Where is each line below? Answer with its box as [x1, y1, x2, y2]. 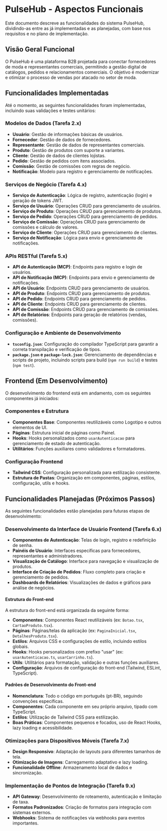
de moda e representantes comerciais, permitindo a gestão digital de [5, 63, 147, 69]
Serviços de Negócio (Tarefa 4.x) [5, 181, 87, 188]
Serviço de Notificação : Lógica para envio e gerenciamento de [12, 235, 143, 241]
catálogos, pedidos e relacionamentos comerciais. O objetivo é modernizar [5, 69, 160, 75]
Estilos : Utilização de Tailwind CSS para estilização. [12, 714, 120, 720]
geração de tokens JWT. [12, 197, 63, 203]
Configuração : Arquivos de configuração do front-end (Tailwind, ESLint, [12, 665, 162, 671]
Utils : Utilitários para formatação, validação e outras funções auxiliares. [12, 659, 160, 665]
